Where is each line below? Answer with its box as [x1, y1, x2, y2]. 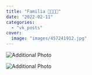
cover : [6, 30, 22, 36]
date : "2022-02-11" [6, 14, 54, 20]
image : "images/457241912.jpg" [11, 35, 87, 41]
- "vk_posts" [11, 24, 43, 31]
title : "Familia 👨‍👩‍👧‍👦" [6, 8, 61, 15]
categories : [6, 19, 35, 25]
